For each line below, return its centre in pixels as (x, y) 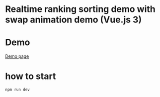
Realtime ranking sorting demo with (80, 9)
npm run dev (17, 90)
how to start (31, 76)
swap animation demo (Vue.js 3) (74, 20)
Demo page (17, 56)
